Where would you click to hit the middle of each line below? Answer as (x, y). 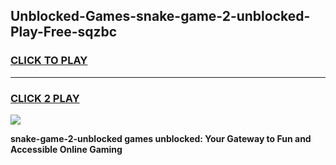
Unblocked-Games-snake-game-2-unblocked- (160, 16)
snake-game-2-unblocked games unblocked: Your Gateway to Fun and (161, 138)
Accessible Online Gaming (66, 149)
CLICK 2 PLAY (45, 98)
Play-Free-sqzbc (64, 32)
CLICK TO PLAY (49, 61)
